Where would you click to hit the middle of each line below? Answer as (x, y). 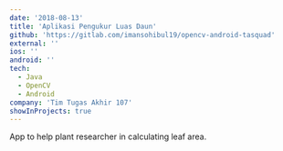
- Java (30, 77)
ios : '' (24, 52)
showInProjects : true (51, 111)
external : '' (34, 43)
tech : (20, 69)
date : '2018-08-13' (47, 18)
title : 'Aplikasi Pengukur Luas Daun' (83, 26)
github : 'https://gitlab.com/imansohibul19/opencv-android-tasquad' (142, 35)
